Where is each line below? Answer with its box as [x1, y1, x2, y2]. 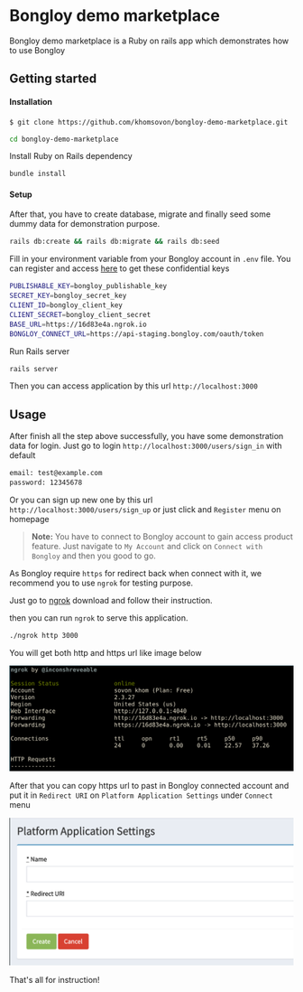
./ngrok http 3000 [9, 632, 78, 641]
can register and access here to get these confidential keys [9, 263, 230, 274]
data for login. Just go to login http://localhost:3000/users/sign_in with [9, 440, 282, 452]
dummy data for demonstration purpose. [9, 219, 161, 229]
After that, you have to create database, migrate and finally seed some [9, 209, 271, 220]
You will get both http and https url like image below [9, 647, 202, 658]
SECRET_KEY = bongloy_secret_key [9, 291, 127, 301]
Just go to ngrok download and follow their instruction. [9, 595, 214, 606]
